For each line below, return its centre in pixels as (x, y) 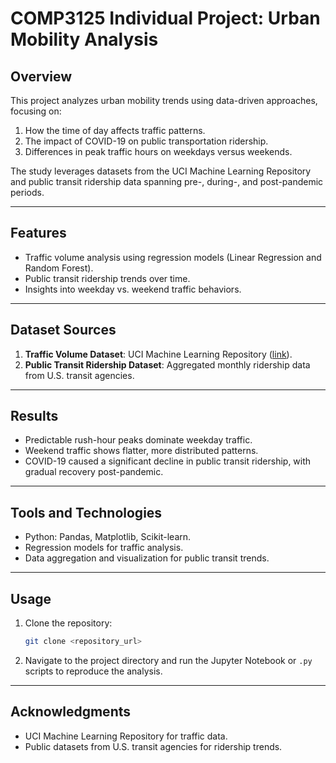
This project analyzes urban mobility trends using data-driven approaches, (164, 100)
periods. (27, 192)
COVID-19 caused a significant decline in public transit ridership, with (168, 461)
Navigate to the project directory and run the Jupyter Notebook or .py (168, 660)
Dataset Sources (63, 330)
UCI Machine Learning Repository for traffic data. (126, 736)
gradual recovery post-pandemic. (94, 472)
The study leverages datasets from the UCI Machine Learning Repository (161, 171)
